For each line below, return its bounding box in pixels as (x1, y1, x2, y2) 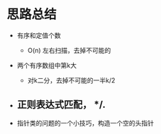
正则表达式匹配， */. (16, 99, 106, 111)
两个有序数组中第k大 (16, 61, 77, 69)
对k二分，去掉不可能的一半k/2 (27, 75, 116, 85)
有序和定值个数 (16, 31, 61, 39)
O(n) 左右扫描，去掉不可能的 (27, 46, 111, 54)
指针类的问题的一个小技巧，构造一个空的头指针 (16, 118, 154, 127)
